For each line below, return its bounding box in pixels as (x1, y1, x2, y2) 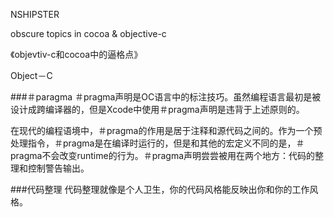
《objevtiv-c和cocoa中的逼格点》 (10, 49, 143, 60)
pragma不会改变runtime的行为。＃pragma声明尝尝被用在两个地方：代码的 (10, 150, 316, 161)
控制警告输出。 (27, 162, 90, 174)
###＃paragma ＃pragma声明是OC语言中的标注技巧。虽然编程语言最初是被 (10, 91, 322, 103)
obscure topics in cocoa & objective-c (10, 28, 167, 39)
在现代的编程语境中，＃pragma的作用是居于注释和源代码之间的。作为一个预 (10, 125, 323, 136)
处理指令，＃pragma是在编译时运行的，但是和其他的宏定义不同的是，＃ (10, 137, 305, 149)
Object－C (10, 70, 53, 81)
